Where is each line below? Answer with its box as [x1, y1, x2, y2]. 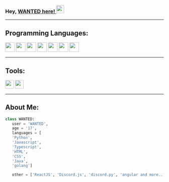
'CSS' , [12, 154, 26, 159]
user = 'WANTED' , [12, 121, 49, 126]
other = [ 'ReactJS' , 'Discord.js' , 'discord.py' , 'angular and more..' [12, 172, 165, 177]
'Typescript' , [12, 144, 42, 149]
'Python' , [12, 135, 33, 140]
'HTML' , [12, 149, 28, 154]
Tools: [5, 66, 25, 75]
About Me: [5, 103, 39, 112]
